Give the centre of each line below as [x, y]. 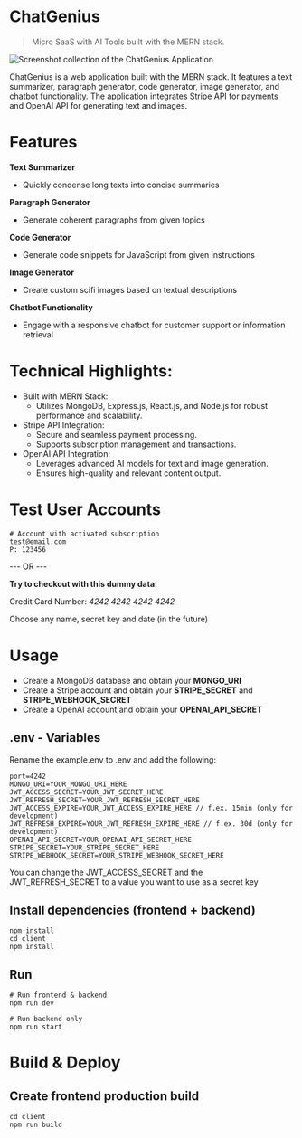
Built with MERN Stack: [65, 396]
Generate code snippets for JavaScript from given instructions [139, 254]
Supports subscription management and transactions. [136, 444]
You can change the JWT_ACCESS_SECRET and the [106, 872]
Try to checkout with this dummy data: [84, 583]
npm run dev [32, 1003]
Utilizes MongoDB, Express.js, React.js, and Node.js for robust [152, 405]
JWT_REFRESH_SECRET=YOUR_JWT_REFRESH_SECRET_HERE [105, 800]
